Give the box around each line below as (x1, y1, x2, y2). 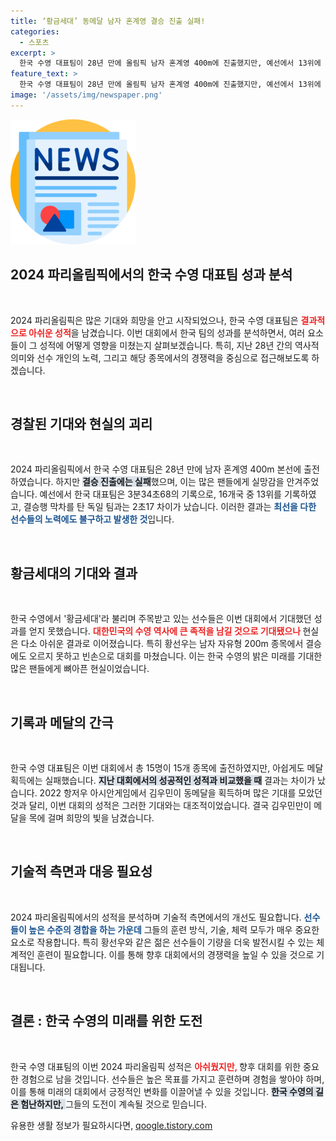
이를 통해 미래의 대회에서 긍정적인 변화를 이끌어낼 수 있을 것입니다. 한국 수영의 (10, 1085, 314, 1097)
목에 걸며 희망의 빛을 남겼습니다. (28, 812, 155, 824)
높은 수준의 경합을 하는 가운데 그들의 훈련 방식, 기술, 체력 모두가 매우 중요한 (28, 923, 320, 935)
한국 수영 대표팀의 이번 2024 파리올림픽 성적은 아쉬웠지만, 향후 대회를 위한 (10, 1060, 302, 1072)
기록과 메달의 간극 (10, 714, 114, 731)
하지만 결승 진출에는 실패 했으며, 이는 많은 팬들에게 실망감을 (55, 476, 285, 488)
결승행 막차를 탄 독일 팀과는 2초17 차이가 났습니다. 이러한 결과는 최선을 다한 (23, 501, 317, 513)
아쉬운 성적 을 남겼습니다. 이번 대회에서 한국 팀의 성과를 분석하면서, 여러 (28, 326, 306, 339)
